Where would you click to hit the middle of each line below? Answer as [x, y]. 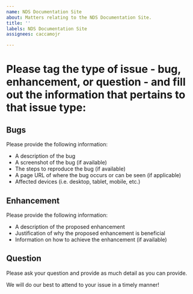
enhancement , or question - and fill [96, 82]
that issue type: [46, 108]
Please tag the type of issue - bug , [94, 69]
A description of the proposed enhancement [70, 227]
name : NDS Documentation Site [44, 12]
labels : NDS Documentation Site [47, 29]
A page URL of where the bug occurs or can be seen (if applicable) [98, 175]
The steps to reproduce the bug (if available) [70, 169]
